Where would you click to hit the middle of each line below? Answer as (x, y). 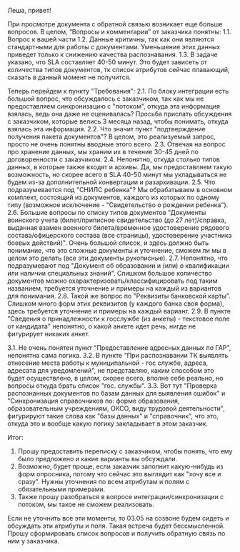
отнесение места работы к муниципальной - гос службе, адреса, (108, 363)
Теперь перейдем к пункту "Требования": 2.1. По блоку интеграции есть (118, 91)
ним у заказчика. (34, 541)
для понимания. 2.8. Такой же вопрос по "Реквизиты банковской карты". (119, 296)
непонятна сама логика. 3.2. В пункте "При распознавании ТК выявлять (118, 355)
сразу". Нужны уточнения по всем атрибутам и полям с (104, 482)
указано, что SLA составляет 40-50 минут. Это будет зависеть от (107, 62)
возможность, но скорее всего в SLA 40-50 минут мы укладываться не (117, 175)
